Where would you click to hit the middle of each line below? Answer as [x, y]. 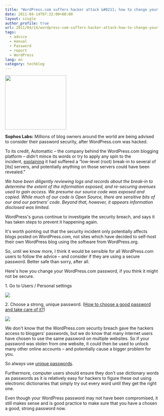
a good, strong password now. [36, 409]
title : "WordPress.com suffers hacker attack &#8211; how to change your [82, 10]
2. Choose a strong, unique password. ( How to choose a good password [78, 304]
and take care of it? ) [25, 310]
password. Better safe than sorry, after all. [47, 262]
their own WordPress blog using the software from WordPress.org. [72, 242]
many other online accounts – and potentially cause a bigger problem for [78, 349]
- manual [18, 42]
